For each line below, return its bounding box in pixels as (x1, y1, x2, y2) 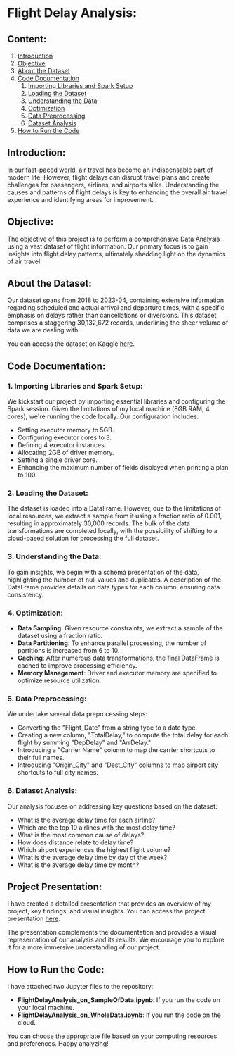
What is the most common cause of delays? (17, 830, 145, 839)
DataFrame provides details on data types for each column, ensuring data (7, 582, 220, 591)
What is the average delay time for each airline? (17, 816, 156, 824)
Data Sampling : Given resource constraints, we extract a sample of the (17, 624, 223, 632)
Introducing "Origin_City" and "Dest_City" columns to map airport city (17, 761, 219, 769)
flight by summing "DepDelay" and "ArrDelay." (17, 738, 152, 747)
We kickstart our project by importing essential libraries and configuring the (7, 397, 226, 406)
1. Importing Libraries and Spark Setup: (7, 381, 143, 391)
